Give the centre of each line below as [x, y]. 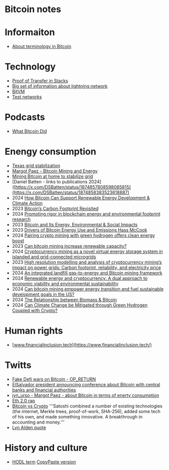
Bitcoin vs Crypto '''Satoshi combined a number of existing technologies [87, 406]
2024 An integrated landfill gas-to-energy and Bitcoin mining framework [87, 273]
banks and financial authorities [44, 390]
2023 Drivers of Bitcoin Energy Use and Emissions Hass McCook [79, 230]
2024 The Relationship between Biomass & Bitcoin [64, 299]
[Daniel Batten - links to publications [50, 181]
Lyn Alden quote [29, 427]
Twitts [18, 365]
